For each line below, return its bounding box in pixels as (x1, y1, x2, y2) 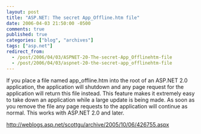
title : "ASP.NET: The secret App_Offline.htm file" (6, 15, 140, 21)
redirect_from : (6, 49, 45, 55)
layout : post (6, 9, 39, 15)
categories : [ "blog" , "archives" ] (6, 37, 94, 43)
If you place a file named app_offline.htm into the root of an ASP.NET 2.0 (6, 77, 188, 84)
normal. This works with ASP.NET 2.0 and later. (6, 109, 124, 116)
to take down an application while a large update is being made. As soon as (6, 96, 195, 104)
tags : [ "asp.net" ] (6, 43, 53, 49)
